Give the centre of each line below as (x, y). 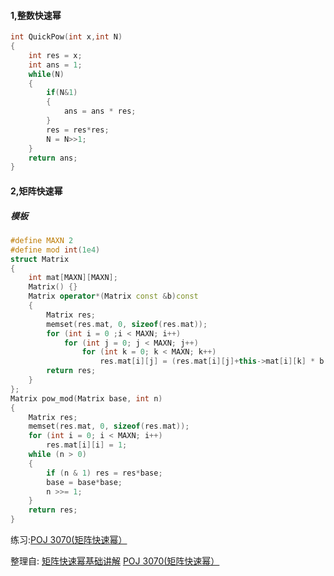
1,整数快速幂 (36, 15)
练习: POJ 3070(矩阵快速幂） (69, 540)
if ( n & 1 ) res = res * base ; (104, 473)
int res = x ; (55, 55)
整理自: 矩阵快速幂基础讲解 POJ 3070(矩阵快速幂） (115, 561)
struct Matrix (40, 259)
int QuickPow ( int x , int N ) (66, 37)
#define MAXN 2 (42, 240)
